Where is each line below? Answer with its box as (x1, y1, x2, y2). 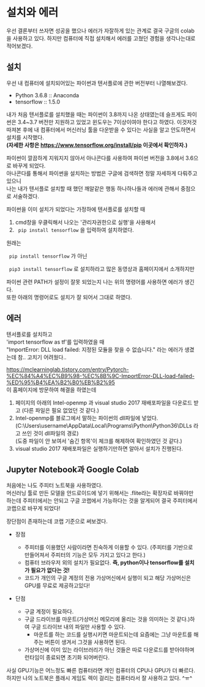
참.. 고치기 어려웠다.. (17, 353, 67, 361)
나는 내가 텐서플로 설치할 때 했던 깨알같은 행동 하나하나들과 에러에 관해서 (6, 185, 179, 192)
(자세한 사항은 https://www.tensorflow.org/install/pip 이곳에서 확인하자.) (6, 141, 188, 149)
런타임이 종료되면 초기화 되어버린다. (24, 654, 110, 661)
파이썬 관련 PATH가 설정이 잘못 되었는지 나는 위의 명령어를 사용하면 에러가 (6, 278, 184, 285)
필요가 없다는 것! (30, 566, 70, 574)
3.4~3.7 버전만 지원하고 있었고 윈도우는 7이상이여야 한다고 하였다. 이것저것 (17, 118, 197, 125)
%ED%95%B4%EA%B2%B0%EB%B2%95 (6, 379, 115, 386)
